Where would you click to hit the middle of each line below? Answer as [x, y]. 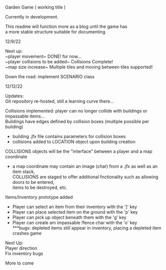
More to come [19, 263]
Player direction [21, 248]
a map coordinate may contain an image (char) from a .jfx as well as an [85, 166]
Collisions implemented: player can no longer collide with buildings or [76, 111]
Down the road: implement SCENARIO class [50, 76]
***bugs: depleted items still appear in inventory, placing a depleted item [87, 228]
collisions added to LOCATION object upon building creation [74, 142]
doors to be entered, [33, 182]
